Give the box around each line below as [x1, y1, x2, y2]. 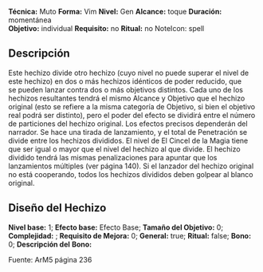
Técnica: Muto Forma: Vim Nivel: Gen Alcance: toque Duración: [8, 7, 222, 16]
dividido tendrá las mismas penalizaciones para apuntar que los [8, 152, 218, 162]
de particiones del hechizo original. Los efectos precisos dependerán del [8, 119, 249, 128]
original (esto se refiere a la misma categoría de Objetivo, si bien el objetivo [8, 101, 256, 111]
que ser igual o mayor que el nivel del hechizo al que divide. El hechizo [8, 144, 241, 154]
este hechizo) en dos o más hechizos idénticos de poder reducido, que [8, 76, 241, 86]
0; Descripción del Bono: [8, 239, 92, 249]
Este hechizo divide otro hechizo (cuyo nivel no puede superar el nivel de [8, 68, 249, 77]
